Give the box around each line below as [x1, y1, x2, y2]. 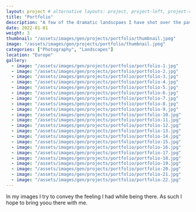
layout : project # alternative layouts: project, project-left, [6, 8, 166, 15]
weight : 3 [6, 30, 30, 36]
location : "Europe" [6, 52, 54, 58]
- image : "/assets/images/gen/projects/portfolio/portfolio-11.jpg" [11, 117, 181, 123]
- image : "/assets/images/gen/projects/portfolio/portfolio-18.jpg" [11, 155, 181, 161]
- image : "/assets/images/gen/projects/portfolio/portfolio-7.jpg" [11, 95, 179, 101]
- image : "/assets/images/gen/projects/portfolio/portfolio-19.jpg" [11, 161, 181, 166]
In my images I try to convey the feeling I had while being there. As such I [6, 193, 182, 200]
